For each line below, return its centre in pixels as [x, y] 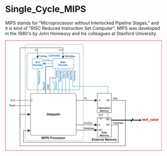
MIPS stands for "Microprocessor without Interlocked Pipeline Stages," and [82, 23]
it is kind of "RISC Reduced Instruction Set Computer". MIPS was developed [83, 28]
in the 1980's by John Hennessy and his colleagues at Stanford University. [81, 33]
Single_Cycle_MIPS [46, 9]
